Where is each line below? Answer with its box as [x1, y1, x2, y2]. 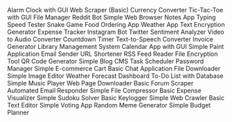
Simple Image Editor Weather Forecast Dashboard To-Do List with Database [7, 72, 224, 80]
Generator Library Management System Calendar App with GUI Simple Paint [7, 43, 224, 50]
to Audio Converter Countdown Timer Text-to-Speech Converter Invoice [7, 35, 213, 43]
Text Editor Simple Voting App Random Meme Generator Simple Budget [7, 101, 211, 109]
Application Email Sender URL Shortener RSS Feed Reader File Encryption [7, 50, 218, 58]
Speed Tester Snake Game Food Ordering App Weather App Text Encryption [7, 21, 225, 28]
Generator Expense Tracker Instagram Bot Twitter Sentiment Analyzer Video [7, 28, 225, 36]
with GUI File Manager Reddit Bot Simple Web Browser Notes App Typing [7, 13, 216, 21]
